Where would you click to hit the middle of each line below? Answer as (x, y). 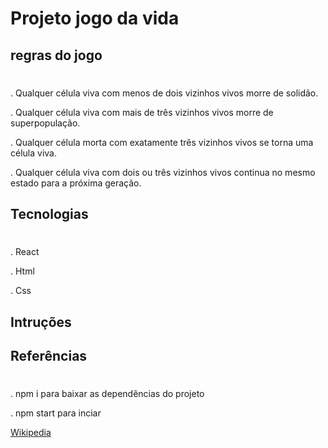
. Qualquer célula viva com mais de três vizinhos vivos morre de (142, 112)
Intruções (41, 322)
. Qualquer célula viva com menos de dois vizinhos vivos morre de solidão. (164, 93)
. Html (22, 271)
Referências (49, 356)
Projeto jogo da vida (95, 18)
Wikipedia (31, 433)
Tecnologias (49, 214)
